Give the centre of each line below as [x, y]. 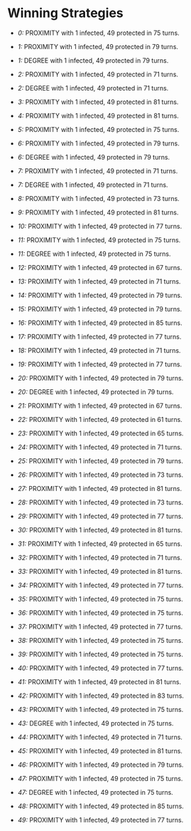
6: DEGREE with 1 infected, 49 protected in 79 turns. [94, 157]
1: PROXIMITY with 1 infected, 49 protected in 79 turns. [98, 46]
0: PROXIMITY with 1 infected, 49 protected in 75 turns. [98, 33]
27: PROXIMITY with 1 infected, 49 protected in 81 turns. [100, 488]
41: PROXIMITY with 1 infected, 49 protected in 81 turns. [99, 681]
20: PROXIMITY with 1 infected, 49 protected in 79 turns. [100, 378]
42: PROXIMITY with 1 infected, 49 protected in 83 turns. [101, 696]
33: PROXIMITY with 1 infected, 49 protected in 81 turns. [100, 571]
